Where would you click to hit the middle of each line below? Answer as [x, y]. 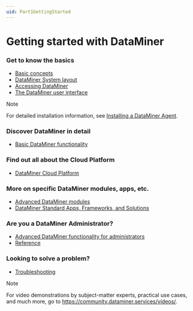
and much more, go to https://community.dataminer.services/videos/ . [92, 301]
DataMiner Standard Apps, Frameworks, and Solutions [82, 208]
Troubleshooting [35, 271]
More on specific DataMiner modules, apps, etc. [78, 189]
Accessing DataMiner [41, 86]
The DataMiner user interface [51, 92]
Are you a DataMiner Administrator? [60, 223]
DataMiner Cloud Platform [47, 173]
